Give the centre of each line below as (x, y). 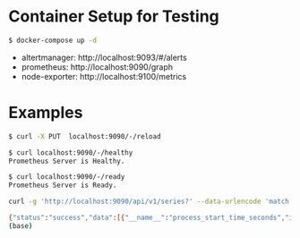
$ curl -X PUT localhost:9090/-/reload (85, 136)
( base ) (21, 225)
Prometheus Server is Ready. (63, 185)
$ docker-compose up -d (53, 40)
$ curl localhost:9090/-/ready (67, 177)
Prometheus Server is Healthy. (67, 161)
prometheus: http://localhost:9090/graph (97, 67)
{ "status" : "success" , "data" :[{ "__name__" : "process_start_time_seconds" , (147, 217)
